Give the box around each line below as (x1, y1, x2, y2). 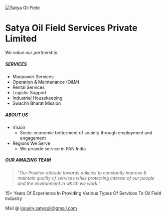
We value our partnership (5, 49, 58, 55)
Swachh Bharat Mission (12, 100, 61, 106)
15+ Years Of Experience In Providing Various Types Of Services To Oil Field (5, 190, 162, 196)
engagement (19, 135, 46, 141)
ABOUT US (5, 112, 28, 118)
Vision (12, 124, 26, 130)
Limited (5, 33, 37, 45)
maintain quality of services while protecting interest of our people (17, 175, 155, 181)
